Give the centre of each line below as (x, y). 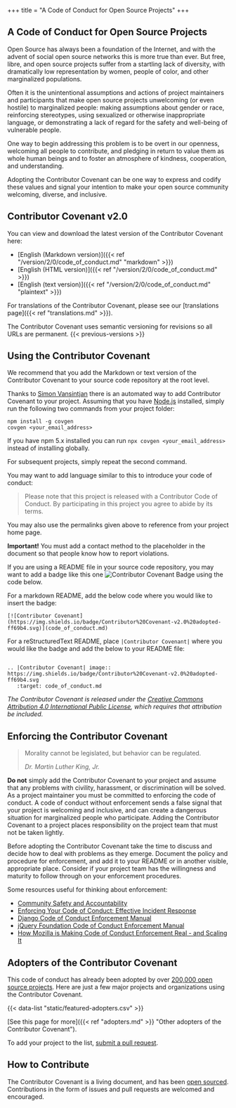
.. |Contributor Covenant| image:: (59, 668)
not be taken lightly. (36, 833)
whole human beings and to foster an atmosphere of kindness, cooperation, (117, 158)
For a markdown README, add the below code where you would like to (110, 595)
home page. (25, 532)
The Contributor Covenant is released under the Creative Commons (105, 699)
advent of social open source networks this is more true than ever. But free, (117, 56)
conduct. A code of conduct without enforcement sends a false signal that (115, 803)
